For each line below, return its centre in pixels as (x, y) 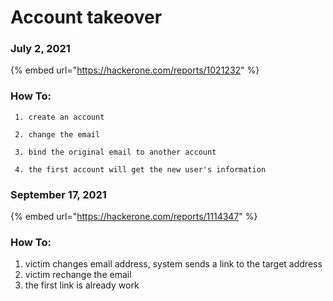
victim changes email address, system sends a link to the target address (173, 264)
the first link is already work (82, 285)
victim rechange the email (78, 275)
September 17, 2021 (58, 194)
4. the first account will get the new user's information (140, 169)
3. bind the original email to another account (115, 152)
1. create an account (59, 117)
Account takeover (86, 17)
